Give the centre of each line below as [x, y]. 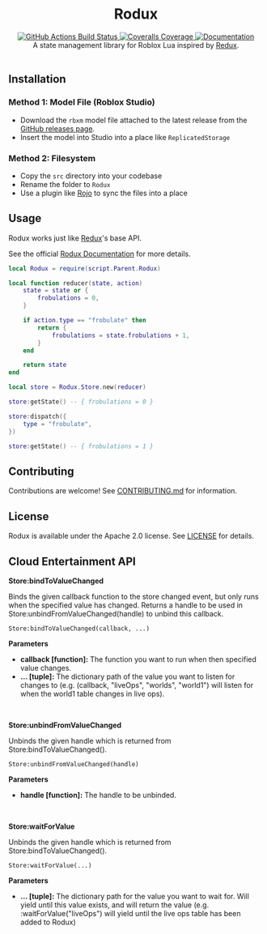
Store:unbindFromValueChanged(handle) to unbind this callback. [116, 613]
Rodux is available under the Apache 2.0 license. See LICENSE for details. [131, 536]
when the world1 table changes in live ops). [92, 693]
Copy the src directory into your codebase [91, 176]
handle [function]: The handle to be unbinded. [98, 795]
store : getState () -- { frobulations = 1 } [81, 446]
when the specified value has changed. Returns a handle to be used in [126, 605]
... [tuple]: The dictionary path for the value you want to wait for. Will [134, 896]
